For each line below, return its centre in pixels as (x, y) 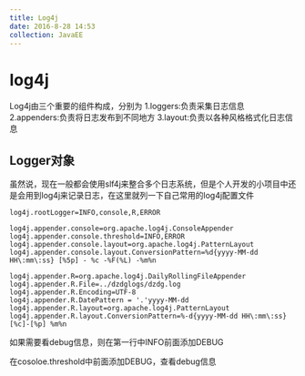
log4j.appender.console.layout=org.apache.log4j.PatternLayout (132, 245)
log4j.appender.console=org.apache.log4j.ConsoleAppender (122, 229)
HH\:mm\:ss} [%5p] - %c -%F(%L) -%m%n (83, 260)
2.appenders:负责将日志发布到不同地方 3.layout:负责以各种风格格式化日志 (147, 117)
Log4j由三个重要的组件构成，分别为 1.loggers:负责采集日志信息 (127, 107)
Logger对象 (42, 160)
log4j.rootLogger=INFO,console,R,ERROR (85, 213)
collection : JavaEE (46, 35)
